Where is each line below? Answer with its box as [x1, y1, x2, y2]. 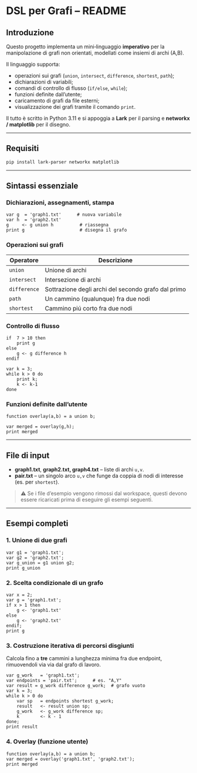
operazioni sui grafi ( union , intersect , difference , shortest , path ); [14, 72, 175, 79]
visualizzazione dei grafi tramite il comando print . [14, 103, 136, 110]
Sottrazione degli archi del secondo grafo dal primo [45, 285, 186, 293]
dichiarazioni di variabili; [14, 78, 73, 85]
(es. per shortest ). [14, 478, 60, 486]
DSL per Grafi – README [6, 4, 127, 18]
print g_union [6, 565, 41, 571]
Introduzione [6, 28, 55, 38]
